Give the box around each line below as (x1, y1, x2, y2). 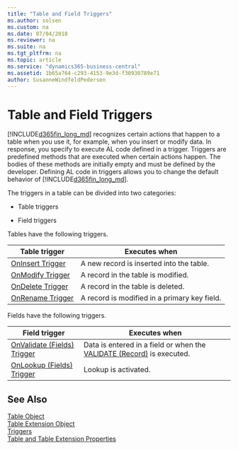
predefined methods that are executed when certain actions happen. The (7, 153, 221, 161)
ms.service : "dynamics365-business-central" (7, 63, 141, 70)
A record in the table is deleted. (80, 282, 185, 292)
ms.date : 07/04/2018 (7, 30, 69, 37)
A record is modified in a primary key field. (80, 293, 222, 303)
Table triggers (17, 202, 59, 211)
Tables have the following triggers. (7, 230, 108, 238)
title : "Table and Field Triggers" (7, 10, 113, 18)
